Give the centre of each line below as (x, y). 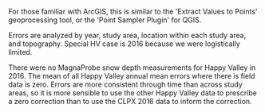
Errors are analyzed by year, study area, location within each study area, (127, 35)
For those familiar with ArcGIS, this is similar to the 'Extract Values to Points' (133, 12)
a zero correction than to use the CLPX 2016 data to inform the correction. (131, 101)
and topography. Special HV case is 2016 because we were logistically (125, 44)
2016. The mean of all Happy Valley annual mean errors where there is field (132, 76)
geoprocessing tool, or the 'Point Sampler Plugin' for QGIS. (105, 20)
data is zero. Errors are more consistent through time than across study (126, 84)
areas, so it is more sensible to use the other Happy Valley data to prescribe (132, 93)
